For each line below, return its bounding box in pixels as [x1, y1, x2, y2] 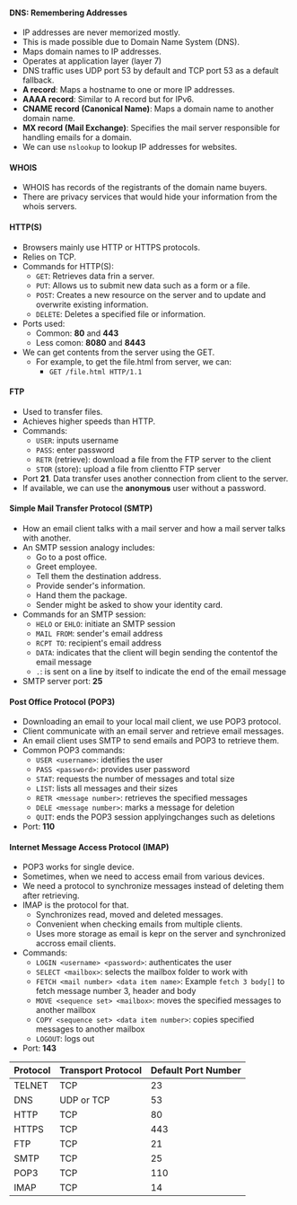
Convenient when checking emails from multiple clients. [35, 919, 243, 929]
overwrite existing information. [35, 299, 149, 310]
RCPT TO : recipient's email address [35, 638, 162, 648]
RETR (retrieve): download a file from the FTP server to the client [35, 453, 272, 464]
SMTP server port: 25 [22, 676, 103, 687]
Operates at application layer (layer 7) [22, 56, 162, 66]
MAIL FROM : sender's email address [35, 629, 163, 639]
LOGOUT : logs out [35, 1033, 95, 1044]
